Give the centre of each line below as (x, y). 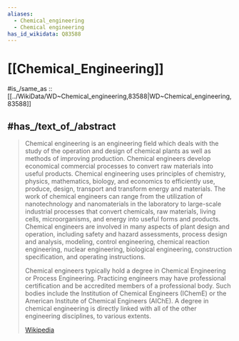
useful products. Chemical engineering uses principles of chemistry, (125, 174)
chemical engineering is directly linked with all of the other (111, 308)
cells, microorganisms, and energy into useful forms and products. (123, 219)
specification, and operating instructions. (85, 257)
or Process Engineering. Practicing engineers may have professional (125, 278)
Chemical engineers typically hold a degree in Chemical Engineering (125, 271)
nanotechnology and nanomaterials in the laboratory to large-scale (123, 204)
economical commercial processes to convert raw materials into (119, 166)
